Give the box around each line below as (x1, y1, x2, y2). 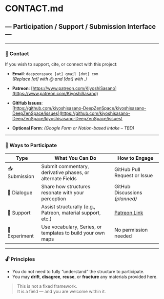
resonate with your (41, 189, 84, 196)
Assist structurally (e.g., (41, 203, 96, 210)
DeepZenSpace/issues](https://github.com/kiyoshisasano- (12, 110, 130, 116)
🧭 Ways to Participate (5, 142, 57, 149)
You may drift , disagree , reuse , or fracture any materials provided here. (12, 274, 158, 279)
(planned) (114, 195, 138, 202)
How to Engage (117, 154, 154, 161)
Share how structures (41, 183, 91, 190)
